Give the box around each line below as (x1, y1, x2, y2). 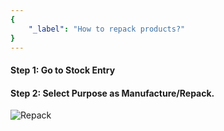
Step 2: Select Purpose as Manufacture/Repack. (10, 87, 215, 99)
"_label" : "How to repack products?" (28, 24, 186, 34)
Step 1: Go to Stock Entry (10, 64, 116, 76)
